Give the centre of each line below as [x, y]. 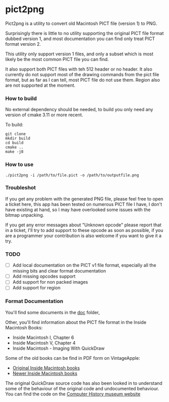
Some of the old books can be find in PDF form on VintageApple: [73, 358]
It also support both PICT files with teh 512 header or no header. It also [79, 69]
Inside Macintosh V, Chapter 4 [44, 343]
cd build [14, 143]
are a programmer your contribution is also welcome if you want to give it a [83, 236]
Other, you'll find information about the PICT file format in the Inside [76, 322]
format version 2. [23, 44]
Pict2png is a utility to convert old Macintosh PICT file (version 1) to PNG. [81, 23]
